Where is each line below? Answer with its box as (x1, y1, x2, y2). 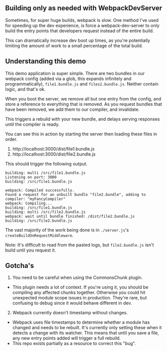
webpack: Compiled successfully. (5, 187, 75, 193)
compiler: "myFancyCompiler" (5, 196, 66, 201)
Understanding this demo (5, 57, 86, 66)
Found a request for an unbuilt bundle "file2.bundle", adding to (5, 192, 146, 197)
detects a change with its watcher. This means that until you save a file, (12, 330, 160, 336)
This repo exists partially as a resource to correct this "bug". (12, 341, 136, 347)
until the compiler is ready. (5, 121, 60, 127)
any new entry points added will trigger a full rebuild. (12, 335, 121, 341)
